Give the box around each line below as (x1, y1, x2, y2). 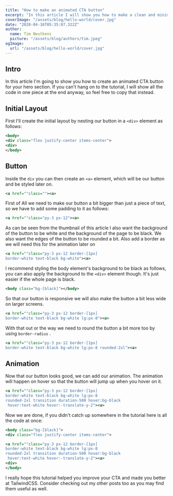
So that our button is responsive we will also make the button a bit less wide (5, 295, 166, 301)
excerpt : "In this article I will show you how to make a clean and (5, 12, 155, 17)
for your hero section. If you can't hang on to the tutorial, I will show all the (5, 84, 163, 90)
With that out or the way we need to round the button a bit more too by (5, 325, 155, 331)
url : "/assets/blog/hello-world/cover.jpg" (10, 46, 105, 51)
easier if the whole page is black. (5, 276, 76, 283)
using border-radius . (5, 330, 51, 337)
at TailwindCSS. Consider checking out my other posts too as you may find (5, 480, 164, 486)
